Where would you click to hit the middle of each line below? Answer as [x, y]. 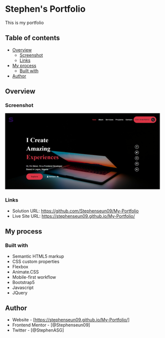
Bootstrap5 [24, 282]
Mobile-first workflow [34, 277]
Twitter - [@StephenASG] [38, 330]
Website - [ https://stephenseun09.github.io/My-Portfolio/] [71, 320]
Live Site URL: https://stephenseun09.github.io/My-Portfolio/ [73, 216]
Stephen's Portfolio [45, 9]
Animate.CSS [26, 272]
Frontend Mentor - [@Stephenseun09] [51, 325]
